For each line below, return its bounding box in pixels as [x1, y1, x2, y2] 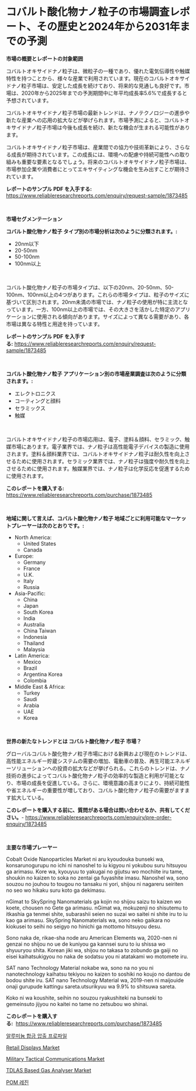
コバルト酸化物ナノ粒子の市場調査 [6, 5, 170, 19]
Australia [23, 621, 45, 628]
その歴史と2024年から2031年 [36, 20, 180, 33]
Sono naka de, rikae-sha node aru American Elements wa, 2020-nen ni [6, 934, 177, 941]
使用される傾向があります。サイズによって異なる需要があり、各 [36, 313, 190, 320]
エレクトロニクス [14, 390, 56, 397]
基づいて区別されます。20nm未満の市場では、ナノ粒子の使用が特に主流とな [6, 298, 188, 305]
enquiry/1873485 [6, 820, 47, 827]
